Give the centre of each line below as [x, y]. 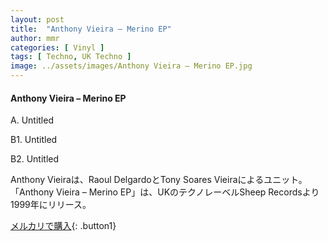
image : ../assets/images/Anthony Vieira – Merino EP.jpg [131, 66]
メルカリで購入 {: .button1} [63, 226]
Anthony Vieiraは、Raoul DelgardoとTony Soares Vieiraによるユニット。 [159, 180]
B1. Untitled [34, 140]
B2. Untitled [35, 159]
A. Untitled [32, 120]
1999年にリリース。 [51, 205]
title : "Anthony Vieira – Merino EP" [91, 29]
